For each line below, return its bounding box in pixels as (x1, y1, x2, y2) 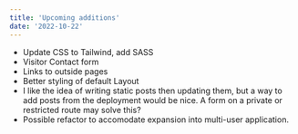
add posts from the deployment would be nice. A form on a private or (22, 94, 283, 105)
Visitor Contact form (22, 56, 99, 67)
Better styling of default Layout (22, 75, 139, 86)
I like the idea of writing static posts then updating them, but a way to (22, 85, 283, 96)
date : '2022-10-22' (9, 22, 84, 31)
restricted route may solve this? (22, 104, 141, 115)
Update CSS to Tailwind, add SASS (22, 46, 154, 57)
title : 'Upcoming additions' (9, 13, 120, 23)
